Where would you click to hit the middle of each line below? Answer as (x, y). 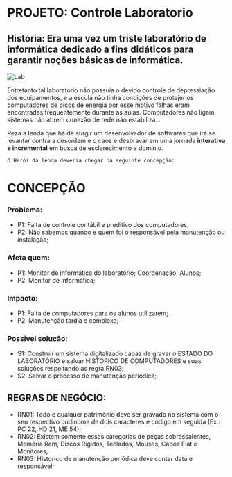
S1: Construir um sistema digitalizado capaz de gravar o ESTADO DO (115, 354)
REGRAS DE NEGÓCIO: (57, 397)
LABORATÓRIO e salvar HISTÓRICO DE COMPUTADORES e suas (109, 361)
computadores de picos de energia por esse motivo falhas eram (98, 105)
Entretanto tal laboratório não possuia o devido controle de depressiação (111, 90)
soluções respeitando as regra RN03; (70, 369)
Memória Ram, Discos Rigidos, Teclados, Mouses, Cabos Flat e (107, 444)
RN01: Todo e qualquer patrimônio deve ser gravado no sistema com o (118, 415)
